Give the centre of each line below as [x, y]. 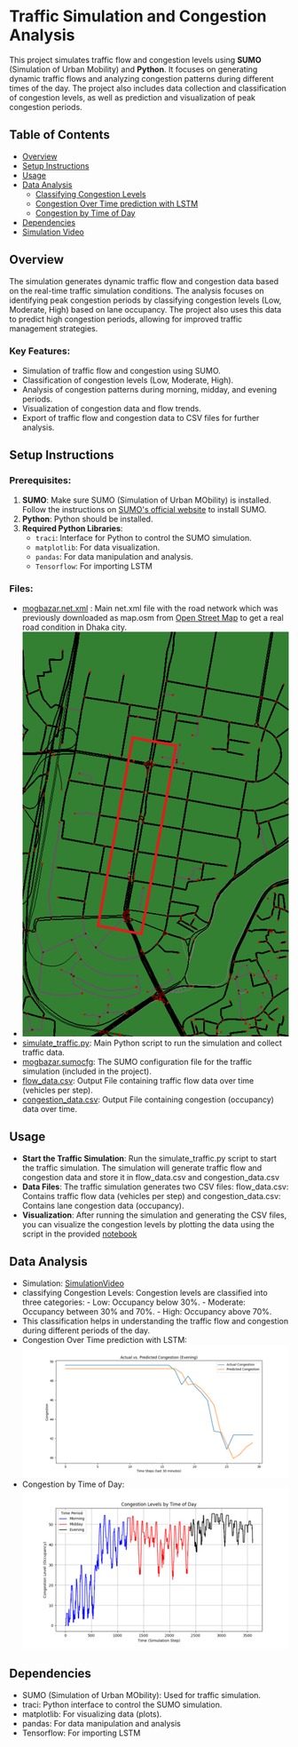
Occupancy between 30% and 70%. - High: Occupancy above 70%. [147, 1311]
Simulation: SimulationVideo [73, 1283]
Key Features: [40, 351]
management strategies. [54, 328]
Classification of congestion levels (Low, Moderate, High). [128, 380]
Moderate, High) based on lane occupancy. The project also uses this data [145, 309]
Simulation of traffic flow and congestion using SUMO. [122, 370]
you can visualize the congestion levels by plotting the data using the [148, 1224]
